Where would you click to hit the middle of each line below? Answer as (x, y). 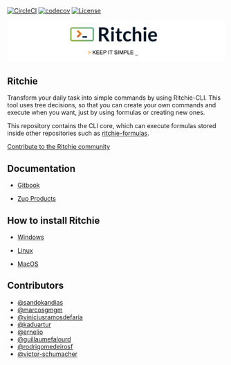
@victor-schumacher (47, 354)
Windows (30, 237)
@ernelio (30, 332)
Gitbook (28, 185)
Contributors (36, 286)
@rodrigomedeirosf (45, 346)
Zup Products (37, 199)
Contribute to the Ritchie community (59, 147)
